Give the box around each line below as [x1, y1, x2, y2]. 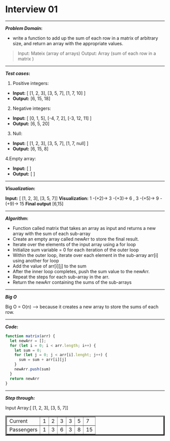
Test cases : [5, 70, 30, 76]
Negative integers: [12, 105, 52, 111]
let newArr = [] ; [10, 338, 47, 343]
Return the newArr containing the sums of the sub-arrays [12, 279, 132, 285]
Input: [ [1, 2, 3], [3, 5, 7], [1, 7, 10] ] [12, 90, 86, 96]
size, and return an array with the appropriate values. [12, 40, 123, 46]
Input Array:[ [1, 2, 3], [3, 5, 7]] [5, 404, 68, 410]
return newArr [10, 376, 39, 381]
